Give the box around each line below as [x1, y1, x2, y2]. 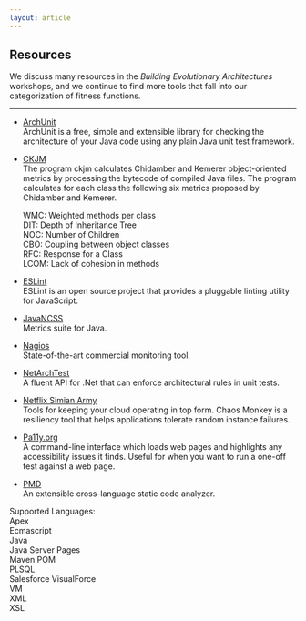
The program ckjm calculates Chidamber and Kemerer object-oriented [22, 163, 287, 174]
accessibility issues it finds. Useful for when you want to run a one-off [22, 452, 287, 463]
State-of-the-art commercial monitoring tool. [22, 350, 191, 361]
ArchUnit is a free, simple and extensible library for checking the [22, 127, 265, 137]
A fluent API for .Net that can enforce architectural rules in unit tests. [22, 377, 280, 388]
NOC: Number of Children [22, 229, 120, 240]
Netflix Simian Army [22, 395, 97, 406]
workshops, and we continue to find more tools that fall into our [9, 81, 248, 92]
